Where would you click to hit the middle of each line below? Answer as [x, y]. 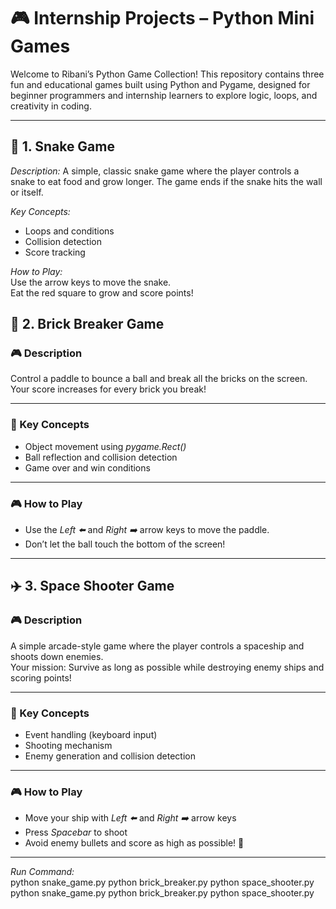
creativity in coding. [51, 106]
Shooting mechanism [68, 746]
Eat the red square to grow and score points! [102, 292]
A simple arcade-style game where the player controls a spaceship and [157, 646]
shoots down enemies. [57, 656]
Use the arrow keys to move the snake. [91, 282]
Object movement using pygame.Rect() [105, 446]
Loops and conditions [69, 231]
